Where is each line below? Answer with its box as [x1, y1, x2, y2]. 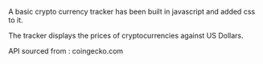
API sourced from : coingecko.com [8, 46, 124, 55]
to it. [8, 15, 23, 25]
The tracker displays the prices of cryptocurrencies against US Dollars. [8, 31, 244, 40]
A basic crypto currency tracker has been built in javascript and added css [8, 7, 256, 16]
